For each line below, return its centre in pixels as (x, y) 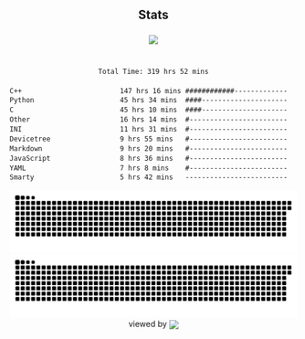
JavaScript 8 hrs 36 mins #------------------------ (148, 158)
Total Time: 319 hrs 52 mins (153, 71)
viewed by (147, 323)
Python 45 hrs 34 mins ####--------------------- (148, 101)
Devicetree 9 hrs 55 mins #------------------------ (148, 139)
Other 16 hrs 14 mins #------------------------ (148, 120)
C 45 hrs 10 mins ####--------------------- (148, 110)
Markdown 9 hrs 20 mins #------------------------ (148, 148)
